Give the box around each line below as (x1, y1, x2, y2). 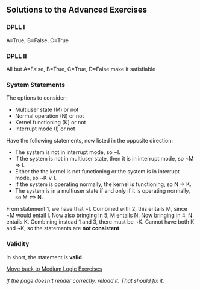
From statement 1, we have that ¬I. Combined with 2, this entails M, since (6, 205, 188, 213)
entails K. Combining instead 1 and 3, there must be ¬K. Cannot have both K (6, 218, 195, 225)
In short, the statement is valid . (6, 253, 84, 260)
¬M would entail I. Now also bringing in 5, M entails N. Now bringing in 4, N (6, 211, 193, 219)
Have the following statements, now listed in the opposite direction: (6, 137, 173, 144)
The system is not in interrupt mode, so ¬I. (14, 149, 120, 156)
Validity (6, 240, 30, 248)
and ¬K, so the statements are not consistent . (6, 225, 121, 232)
